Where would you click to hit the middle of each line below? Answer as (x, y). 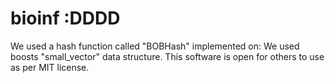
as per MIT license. (50, 67)
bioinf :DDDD (65, 18)
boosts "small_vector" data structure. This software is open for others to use (167, 56)
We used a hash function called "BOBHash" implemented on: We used (155, 46)
